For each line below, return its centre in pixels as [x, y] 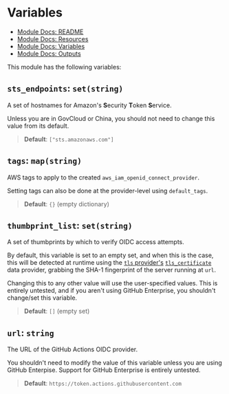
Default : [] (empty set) [57, 311]
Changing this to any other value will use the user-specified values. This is [112, 283]
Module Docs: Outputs [49, 54]
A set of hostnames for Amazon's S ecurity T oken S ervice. [89, 105]
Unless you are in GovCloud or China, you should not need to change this [111, 118]
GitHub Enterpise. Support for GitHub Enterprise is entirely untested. [104, 370]
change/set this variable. [42, 298]
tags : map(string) [45, 161]
